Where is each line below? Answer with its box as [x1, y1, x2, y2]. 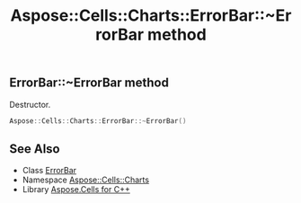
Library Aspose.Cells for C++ [22, 184, 130, 195]
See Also [9, 141, 60, 156]
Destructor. [9, 99, 51, 110]
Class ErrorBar [22, 165, 77, 176]
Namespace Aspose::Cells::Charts [22, 174, 150, 185]
